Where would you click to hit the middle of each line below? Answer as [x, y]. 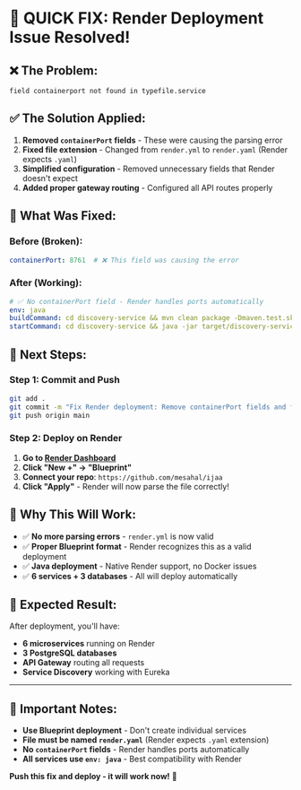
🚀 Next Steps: [48, 355]
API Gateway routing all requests [83, 663]
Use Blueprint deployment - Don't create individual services [134, 731]
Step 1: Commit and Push [65, 380]
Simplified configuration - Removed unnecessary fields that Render [148, 169]
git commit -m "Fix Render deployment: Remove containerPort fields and [148, 407]
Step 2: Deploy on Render [66, 438]
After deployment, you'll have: [65, 626]
